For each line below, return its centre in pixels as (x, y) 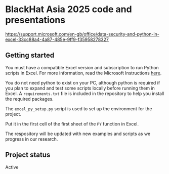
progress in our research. (32, 139)
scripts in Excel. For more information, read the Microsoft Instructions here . (83, 73)
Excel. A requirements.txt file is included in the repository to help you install (85, 93)
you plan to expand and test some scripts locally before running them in (80, 88)
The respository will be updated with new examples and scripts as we (78, 134)
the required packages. (30, 99)
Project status (28, 155)
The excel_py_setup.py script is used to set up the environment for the (79, 108)
